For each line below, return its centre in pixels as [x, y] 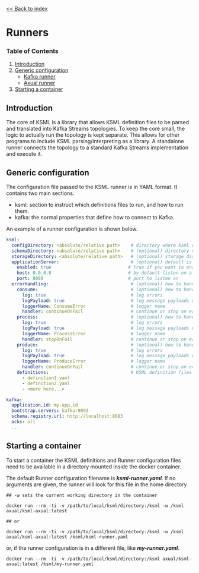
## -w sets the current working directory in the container [82, 495]
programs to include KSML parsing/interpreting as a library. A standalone [95, 141]
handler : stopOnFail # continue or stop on [104, 339]
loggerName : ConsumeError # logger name [94, 306]
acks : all [23, 422]
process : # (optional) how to [99, 317]
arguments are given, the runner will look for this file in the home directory [97, 484]
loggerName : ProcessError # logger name [94, 333]
